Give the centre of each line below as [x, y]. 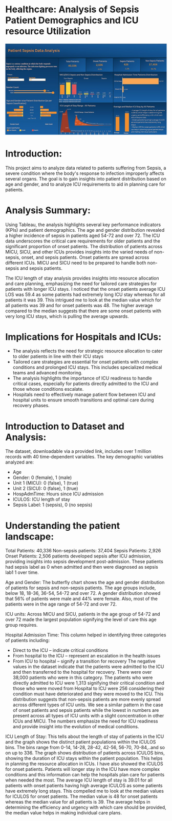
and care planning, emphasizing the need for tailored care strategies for [81, 284]
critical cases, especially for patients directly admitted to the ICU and [85, 384]
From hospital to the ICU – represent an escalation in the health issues [87, 656]
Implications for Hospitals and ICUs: [83, 337]
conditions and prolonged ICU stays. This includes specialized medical [87, 367]
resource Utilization [48, 31]
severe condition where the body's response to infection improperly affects [85, 173]
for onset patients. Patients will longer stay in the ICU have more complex [83, 769]
